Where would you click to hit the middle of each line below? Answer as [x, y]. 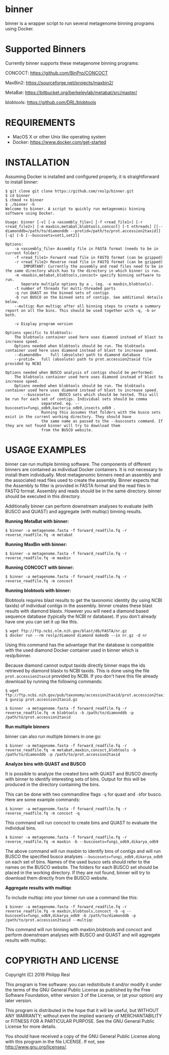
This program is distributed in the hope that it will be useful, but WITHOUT [82, 1010]
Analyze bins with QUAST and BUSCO [46, 764]
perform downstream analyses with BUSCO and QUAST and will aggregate [83, 935]
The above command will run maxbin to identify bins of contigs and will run [83, 851]
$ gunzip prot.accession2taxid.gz [41, 699]
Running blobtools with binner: [38, 590]
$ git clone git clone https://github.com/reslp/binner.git [70, 191]
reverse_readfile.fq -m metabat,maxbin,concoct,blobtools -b [71, 750]
